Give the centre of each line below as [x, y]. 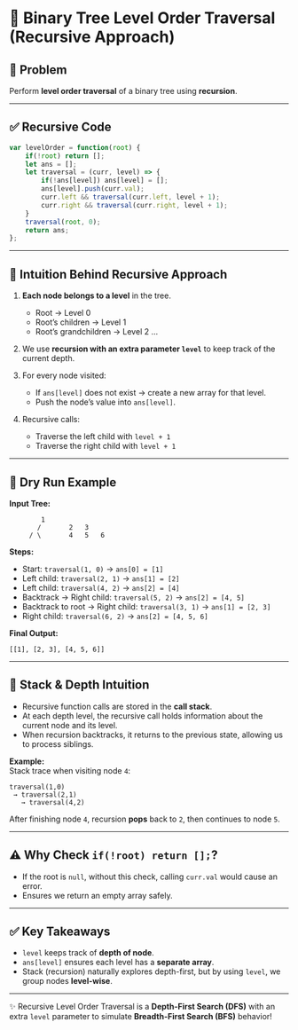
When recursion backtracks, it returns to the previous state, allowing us [153, 735]
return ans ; [47, 230]
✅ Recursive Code [61, 127]
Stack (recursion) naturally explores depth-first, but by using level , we [151, 971]
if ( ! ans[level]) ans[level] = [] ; [105, 181]
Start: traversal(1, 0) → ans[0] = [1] [93, 569]
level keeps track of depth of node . [88, 953]
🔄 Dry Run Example [63, 482]
